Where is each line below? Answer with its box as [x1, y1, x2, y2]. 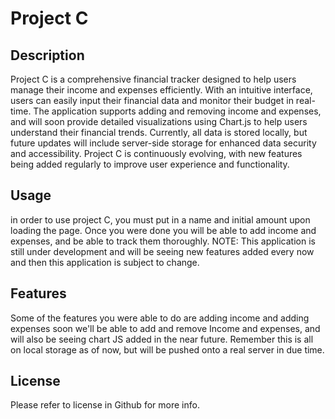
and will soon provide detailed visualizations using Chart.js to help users [10, 116, 308, 127]
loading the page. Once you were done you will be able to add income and [10, 224, 317, 236]
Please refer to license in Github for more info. [10, 399, 200, 411]
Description [10, 47, 85, 64]
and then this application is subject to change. [10, 256, 200, 268]
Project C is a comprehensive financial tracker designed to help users [10, 73, 297, 85]
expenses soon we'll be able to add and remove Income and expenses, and [10, 322, 321, 334]
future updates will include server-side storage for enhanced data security [10, 137, 317, 149]
